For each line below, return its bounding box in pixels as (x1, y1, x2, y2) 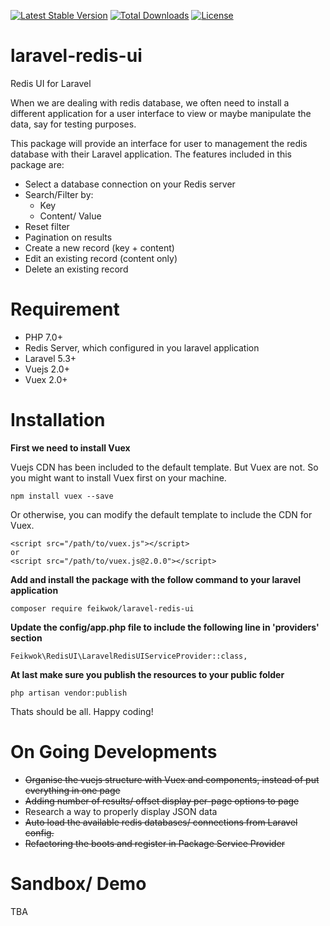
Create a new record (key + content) (24, 241, 175, 254)
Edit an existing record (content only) (24, 252, 178, 264)
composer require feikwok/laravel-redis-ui (10, 603, 195, 614)
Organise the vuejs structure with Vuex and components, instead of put (24, 773, 320, 785)
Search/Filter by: (24, 188, 94, 200)
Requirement (10, 298, 120, 321)
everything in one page (24, 784, 121, 796)
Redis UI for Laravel (10, 77, 92, 89)
